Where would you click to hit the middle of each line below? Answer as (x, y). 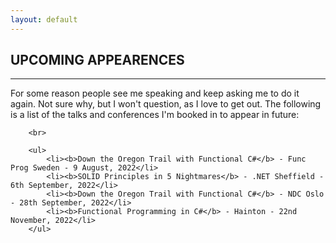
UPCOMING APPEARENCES (97, 60)
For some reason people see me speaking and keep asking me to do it (155, 93)
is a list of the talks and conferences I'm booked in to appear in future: (155, 115)
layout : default (44, 19)
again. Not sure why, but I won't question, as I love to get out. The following (166, 104)
